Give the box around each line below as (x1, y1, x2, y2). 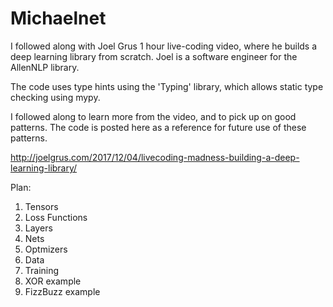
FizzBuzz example (24, 285, 101, 297)
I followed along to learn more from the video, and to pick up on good (10, 110, 297, 122)
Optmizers (24, 243, 68, 255)
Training (24, 264, 60, 276)
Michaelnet (10, 7, 107, 30)
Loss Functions (24, 211, 88, 223)
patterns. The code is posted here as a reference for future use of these (10, 121, 307, 133)
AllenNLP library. (10, 61, 80, 73)
